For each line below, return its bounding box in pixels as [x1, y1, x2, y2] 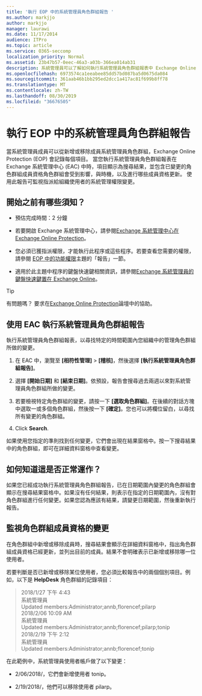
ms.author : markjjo [6, 14, 55, 21]
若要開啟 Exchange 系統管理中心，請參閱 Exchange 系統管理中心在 [14, 227, 179, 234]
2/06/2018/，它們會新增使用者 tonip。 [14, 670, 109, 677]
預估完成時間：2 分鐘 [14, 214, 68, 222]
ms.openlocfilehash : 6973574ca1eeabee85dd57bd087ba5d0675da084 [6, 71, 168, 77]
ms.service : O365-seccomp [6, 48, 71, 54]
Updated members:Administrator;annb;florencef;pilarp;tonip [20, 623, 170, 631]
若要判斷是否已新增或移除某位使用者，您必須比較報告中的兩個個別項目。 [6, 568, 185, 575]
